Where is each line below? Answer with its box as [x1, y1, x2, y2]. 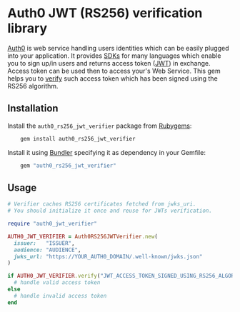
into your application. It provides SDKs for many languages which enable [7, 51, 221, 60]
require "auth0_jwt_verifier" [7, 220, 98, 228]
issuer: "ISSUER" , [14, 239, 75, 247]
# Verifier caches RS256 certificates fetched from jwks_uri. [7, 201, 196, 208]
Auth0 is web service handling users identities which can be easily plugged [7, 44, 229, 52]
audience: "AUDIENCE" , [14, 246, 81, 253]
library [7, 20, 48, 36]
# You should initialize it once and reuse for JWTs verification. [7, 207, 213, 215]
